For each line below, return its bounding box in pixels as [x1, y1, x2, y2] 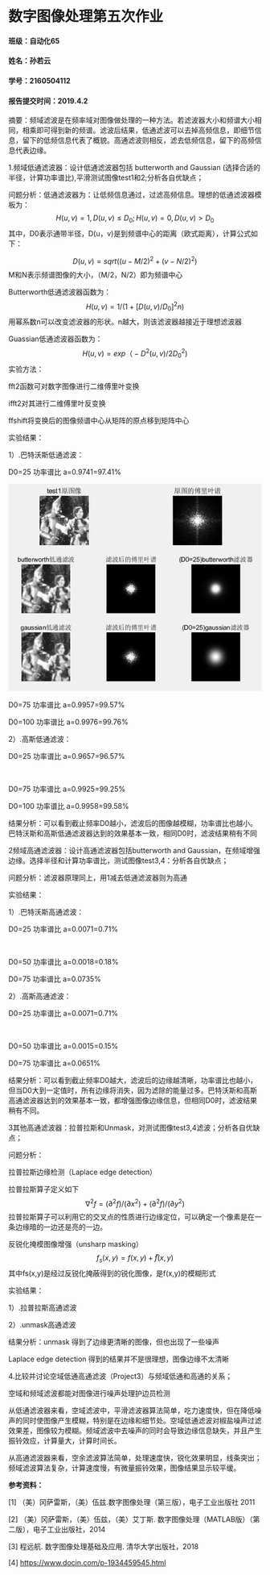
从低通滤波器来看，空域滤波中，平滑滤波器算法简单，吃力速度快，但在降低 [8, 1406, 255, 1415]
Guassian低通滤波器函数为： [8, 334, 103, 344]
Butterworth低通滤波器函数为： [8, 287, 111, 297]
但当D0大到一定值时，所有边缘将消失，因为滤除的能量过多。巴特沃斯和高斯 [8, 1085, 257, 1095]
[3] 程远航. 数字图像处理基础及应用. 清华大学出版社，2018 [8, 1542, 199, 1552]
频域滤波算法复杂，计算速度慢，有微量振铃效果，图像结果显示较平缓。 [8, 1463, 241, 1473]
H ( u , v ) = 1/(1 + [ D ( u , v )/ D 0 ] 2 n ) [85, 300, 185, 313]
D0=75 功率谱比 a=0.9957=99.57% [8, 699, 125, 710]
